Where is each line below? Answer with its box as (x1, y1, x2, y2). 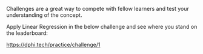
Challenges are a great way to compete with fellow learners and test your (6, 5, 190, 12)
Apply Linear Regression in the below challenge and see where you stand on (6, 23, 198, 30)
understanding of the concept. (6, 11, 82, 19)
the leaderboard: (6, 29, 48, 37)
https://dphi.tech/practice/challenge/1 (6, 41, 101, 48)
